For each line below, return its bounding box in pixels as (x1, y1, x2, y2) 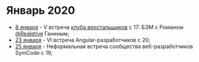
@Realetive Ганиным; (14, 29, 69, 37)
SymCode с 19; (14, 49, 53, 56)
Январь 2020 (6, 4, 75, 17)
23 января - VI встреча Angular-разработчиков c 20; (14, 36, 151, 43)
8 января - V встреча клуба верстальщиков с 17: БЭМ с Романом (14, 23, 184, 31)
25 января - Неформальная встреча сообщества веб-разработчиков (14, 43, 193, 50)
